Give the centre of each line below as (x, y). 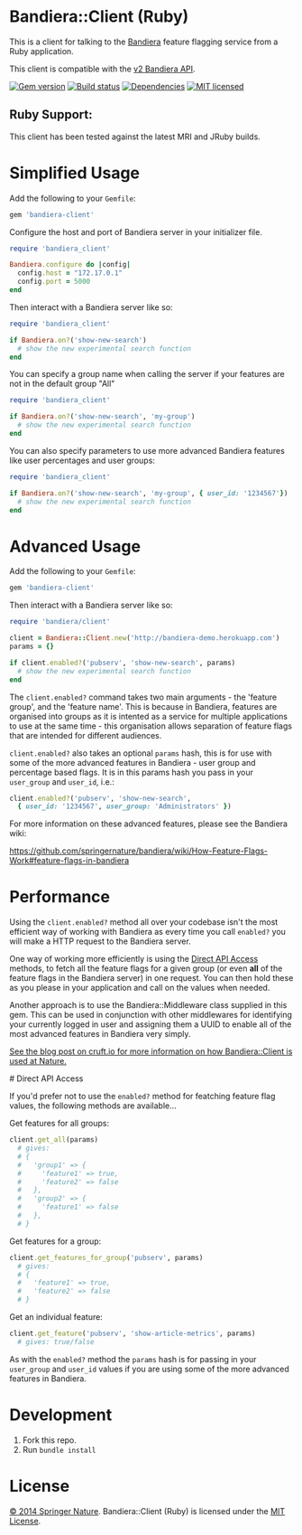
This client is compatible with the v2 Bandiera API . (102, 69)
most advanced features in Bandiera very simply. (100, 1034)
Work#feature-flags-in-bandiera (69, 861)
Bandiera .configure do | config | (70, 265)
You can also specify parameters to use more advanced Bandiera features (147, 450)
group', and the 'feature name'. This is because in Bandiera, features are (143, 706)
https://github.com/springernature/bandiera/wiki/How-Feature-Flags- (139, 851)
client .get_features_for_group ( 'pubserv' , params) (106, 1257)
